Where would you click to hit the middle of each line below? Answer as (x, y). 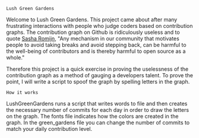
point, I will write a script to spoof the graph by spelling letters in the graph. (98, 81)
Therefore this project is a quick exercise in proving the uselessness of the (97, 69)
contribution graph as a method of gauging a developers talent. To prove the (99, 75)
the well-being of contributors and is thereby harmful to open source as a (96, 51)
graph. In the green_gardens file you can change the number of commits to (98, 123)
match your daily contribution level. (49, 129)
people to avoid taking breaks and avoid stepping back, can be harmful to (96, 45)
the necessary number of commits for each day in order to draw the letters (97, 110)
